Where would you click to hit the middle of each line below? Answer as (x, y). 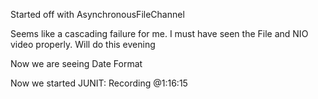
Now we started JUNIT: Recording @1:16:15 (99, 83)
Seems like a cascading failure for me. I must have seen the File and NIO (159, 33)
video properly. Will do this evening (83, 44)
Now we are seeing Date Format (76, 63)
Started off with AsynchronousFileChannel (97, 14)
